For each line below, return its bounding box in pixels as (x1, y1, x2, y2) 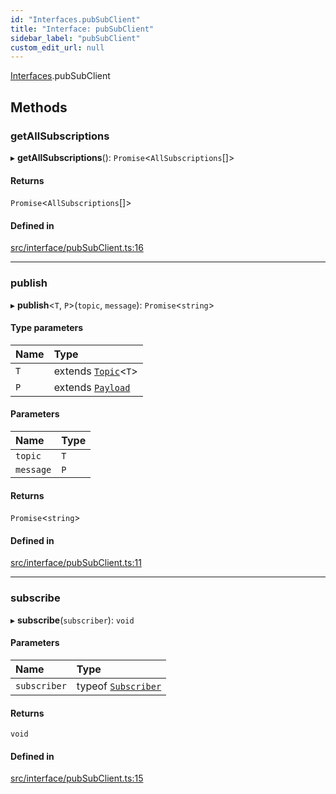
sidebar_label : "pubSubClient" (10, 33, 141, 43)
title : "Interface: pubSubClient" (10, 24, 155, 34)
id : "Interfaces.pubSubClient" (10, 14, 141, 25)
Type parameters (10, 322, 84, 334)
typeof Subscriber (76, 679, 162, 693)
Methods (10, 99, 68, 116)
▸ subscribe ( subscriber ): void (10, 614, 135, 626)
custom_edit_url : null (10, 42, 105, 53)
